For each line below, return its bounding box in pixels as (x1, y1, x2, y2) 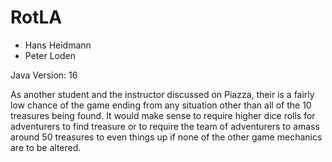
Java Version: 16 (10, 69, 78, 81)
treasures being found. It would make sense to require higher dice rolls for (10, 109, 316, 121)
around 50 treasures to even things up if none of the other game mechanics (10, 131, 323, 143)
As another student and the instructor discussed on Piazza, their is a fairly (10, 88, 315, 100)
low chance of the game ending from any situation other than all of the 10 (10, 99, 312, 111)
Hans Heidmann (24, 39, 92, 51)
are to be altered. (10, 141, 82, 153)
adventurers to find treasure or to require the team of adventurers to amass (10, 120, 320, 132)
